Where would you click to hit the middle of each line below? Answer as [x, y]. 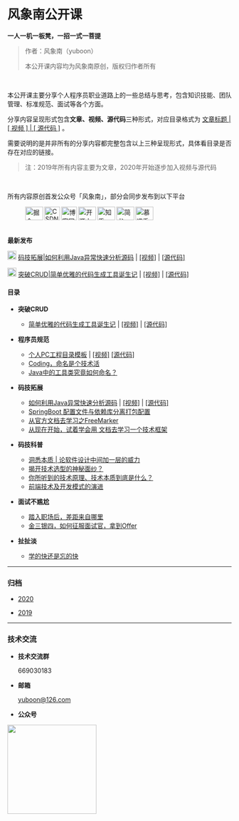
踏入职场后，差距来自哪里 [66, 517]
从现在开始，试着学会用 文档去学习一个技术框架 [98, 429]
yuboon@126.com [44, 699]
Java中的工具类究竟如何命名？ [73, 372]
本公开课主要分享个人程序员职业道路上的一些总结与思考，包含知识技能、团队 [119, 95]
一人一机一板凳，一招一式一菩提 [54, 36]
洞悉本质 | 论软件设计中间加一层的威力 [84, 460]
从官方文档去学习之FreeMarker [73, 421]
